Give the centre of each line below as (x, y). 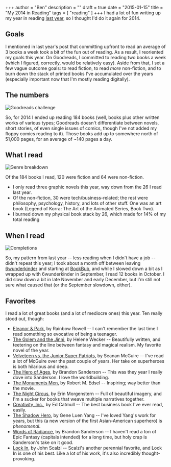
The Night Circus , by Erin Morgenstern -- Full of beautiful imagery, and (87, 394)
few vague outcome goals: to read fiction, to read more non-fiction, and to (83, 68)
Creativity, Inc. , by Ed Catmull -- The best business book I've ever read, (88, 405)
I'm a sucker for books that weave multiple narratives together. (79, 399)
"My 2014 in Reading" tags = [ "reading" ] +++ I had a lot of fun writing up (83, 13)
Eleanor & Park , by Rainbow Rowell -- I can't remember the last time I (85, 329)
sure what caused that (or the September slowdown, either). (69, 285)
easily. (19, 410)
